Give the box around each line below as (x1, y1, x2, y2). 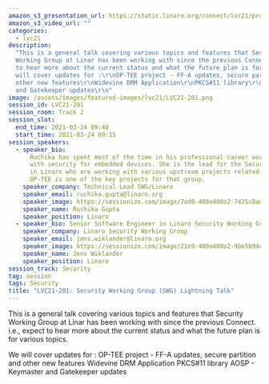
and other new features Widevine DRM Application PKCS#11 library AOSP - (8, 358, 255, 368)
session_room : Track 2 (8, 109, 84, 117)
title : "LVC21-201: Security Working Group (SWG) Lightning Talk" (8, 287, 235, 295)
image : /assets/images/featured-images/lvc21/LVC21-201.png (8, 94, 214, 102)
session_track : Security (8, 265, 91, 273)
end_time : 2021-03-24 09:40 (15, 123, 110, 131)
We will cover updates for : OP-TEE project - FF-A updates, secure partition (8, 350, 257, 359)
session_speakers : (8, 138, 70, 146)
